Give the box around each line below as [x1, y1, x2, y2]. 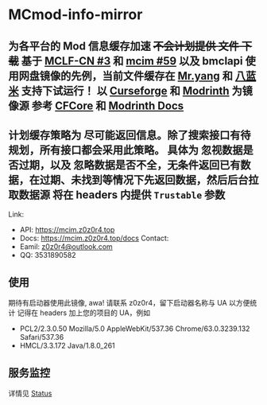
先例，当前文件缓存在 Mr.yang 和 [70, 69, 233, 83]
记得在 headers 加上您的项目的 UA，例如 [17, 308, 151, 317]
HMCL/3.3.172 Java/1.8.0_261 [19, 341, 115, 351]
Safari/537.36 [19, 333, 64, 342]
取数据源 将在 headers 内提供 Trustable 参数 [8, 188, 226, 201]
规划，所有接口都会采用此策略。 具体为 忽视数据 [8, 143, 243, 157]
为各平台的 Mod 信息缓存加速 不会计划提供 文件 [8, 39, 240, 53]
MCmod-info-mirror [8, 6, 143, 24]
